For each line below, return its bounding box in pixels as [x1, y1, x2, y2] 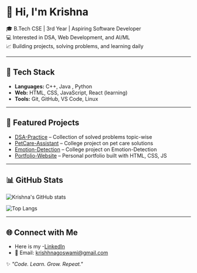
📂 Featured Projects [6, 118, 80, 128]
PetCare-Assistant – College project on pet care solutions [14, 139, 154, 146]
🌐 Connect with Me [6, 227, 78, 237]
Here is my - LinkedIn [14, 243, 66, 250]
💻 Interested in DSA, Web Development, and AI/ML [6, 33, 130, 40]
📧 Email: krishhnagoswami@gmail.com [14, 249, 108, 257]
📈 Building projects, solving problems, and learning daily [6, 42, 144, 49]
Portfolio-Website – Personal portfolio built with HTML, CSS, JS [14, 152, 167, 159]
